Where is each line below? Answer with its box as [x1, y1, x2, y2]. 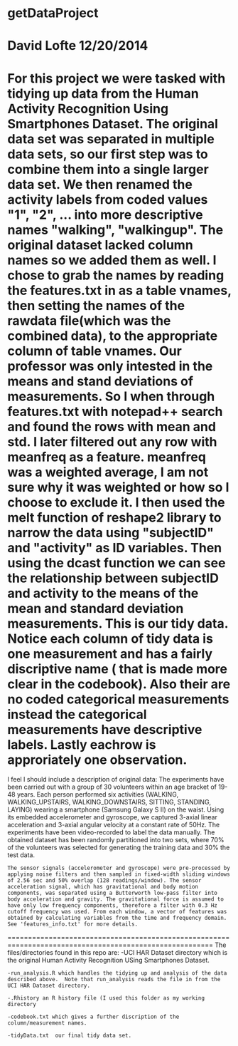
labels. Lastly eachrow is [7, 736, 156, 752]
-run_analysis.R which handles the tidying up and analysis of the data [7, 970, 227, 977]
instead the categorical [7, 706, 147, 723]
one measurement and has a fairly [7, 646, 213, 662]
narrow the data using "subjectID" [7, 524, 215, 541]
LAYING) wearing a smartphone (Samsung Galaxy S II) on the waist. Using [7, 805, 225, 814]
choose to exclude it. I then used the [7, 494, 225, 510]
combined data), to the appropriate [7, 328, 218, 343]
